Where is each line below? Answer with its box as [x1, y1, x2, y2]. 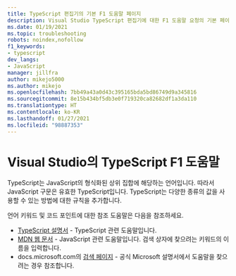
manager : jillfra [7, 69, 58, 76]
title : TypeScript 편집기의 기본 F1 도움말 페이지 [7, 10, 142, 18]
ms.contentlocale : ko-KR [7, 108, 80, 115]
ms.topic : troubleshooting [7, 30, 87, 37]
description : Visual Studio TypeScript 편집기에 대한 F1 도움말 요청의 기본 [7, 17, 217, 24]
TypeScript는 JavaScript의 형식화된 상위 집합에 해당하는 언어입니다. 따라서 [7, 179, 215, 187]
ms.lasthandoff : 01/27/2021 [7, 115, 90, 122]
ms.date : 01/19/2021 [7, 23, 68, 30]
